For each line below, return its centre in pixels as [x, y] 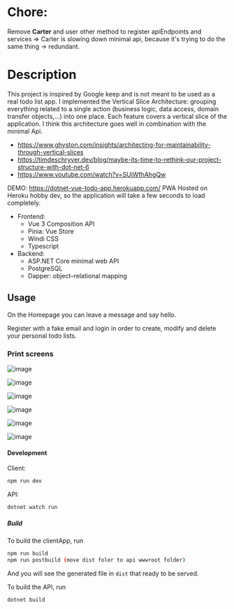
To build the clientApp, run [45, 540]
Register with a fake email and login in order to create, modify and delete [112, 328]
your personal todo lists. [42, 336]
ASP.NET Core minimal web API [73, 261]
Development [27, 452]
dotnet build [26, 600]
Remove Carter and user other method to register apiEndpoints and [104, 31]
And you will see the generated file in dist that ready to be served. [103, 573]
